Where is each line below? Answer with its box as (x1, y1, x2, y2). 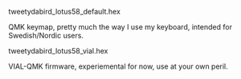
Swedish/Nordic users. (8, 31, 84, 40)
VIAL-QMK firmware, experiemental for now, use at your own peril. (8, 61, 229, 71)
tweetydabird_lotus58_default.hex (8, 7, 120, 16)
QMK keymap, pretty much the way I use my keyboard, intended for (8, 22, 233, 31)
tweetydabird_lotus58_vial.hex (8, 46, 108, 55)
